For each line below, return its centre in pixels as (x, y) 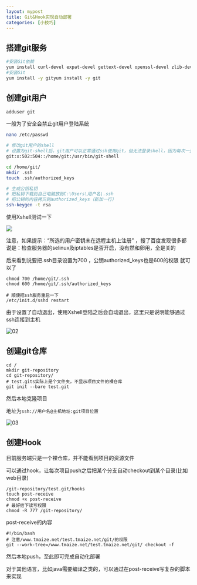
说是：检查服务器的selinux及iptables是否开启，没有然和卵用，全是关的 (91, 248)
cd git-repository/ (30, 375)
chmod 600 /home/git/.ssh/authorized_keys (59, 284)
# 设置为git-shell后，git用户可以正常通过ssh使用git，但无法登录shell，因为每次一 (98, 151)
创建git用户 (26, 98)
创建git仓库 (26, 351)
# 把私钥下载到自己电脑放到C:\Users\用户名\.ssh (60, 194)
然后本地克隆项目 (27, 398)
